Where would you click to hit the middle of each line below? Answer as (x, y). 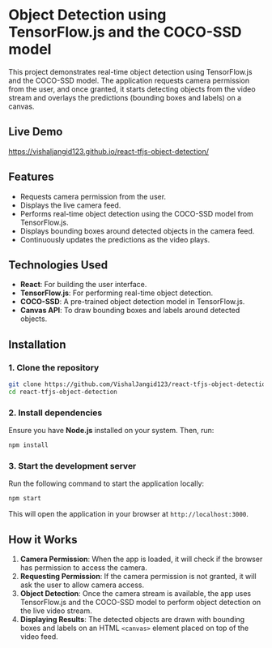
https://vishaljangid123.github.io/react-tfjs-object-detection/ (108, 151)
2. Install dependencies (55, 413)
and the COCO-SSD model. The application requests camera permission (129, 80)
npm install (28, 445)
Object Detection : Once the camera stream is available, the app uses (136, 593)
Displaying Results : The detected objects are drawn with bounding (132, 619)
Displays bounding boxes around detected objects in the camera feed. (137, 231)
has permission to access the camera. (83, 567)
